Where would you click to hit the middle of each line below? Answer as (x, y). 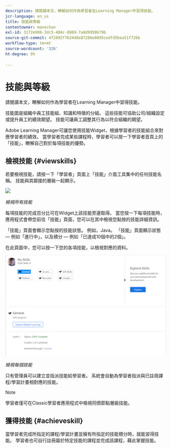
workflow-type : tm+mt (28, 44)
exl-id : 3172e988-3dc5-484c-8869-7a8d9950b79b (56, 33)
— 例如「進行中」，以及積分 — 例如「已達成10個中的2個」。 (67, 237)
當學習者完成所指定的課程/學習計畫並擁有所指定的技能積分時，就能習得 (80, 434)
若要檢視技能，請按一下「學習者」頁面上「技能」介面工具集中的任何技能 (81, 174)
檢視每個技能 (19, 365)
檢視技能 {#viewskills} (41, 161)
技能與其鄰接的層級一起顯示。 (46, 181)
